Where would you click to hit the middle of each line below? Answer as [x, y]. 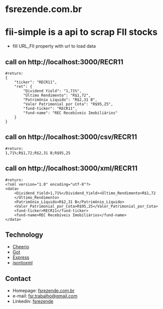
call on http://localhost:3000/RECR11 [64, 62]
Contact [18, 279]
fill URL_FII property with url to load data [54, 46]
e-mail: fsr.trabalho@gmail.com [45, 296]
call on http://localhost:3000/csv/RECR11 [71, 137]
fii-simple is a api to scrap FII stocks [81, 32]
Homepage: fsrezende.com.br [43, 291]
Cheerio [21, 247]
